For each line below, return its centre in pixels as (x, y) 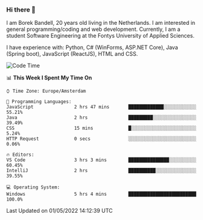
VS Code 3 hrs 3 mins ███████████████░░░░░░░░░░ (101, 160)
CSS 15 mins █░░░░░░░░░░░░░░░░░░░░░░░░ (101, 128)
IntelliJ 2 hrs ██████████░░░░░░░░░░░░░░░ (101, 171)
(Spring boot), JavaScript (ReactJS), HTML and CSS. (72, 54)
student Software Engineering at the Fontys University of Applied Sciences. (101, 36)
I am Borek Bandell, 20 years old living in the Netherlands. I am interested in (101, 23)
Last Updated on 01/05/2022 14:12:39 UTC (60, 211)
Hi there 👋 (21, 10)
